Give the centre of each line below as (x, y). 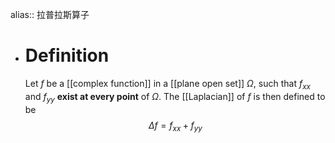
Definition (67, 55)
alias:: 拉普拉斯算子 (50, 14)
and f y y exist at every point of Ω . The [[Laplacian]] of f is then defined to (175, 97)
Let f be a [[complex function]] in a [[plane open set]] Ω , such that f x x (167, 84)
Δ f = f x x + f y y (175, 126)
